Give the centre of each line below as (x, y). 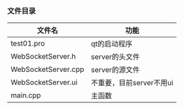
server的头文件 (116, 57)
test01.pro (28, 44)
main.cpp (26, 95)
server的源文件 (116, 70)
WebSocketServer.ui (44, 82)
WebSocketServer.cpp (48, 69)
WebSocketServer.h (43, 57)
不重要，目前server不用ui (132, 83)
